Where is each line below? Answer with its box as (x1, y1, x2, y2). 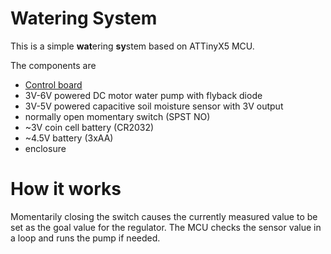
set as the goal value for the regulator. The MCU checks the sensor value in (10, 221, 322, 233)
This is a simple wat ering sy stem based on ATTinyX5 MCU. (10, 40, 255, 52)
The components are (10, 59, 97, 71)
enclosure (24, 142, 67, 154)
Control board (24, 78, 83, 91)
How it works (10, 178, 122, 201)
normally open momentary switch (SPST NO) (24, 110, 211, 122)
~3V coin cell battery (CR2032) (24, 121, 155, 133)
